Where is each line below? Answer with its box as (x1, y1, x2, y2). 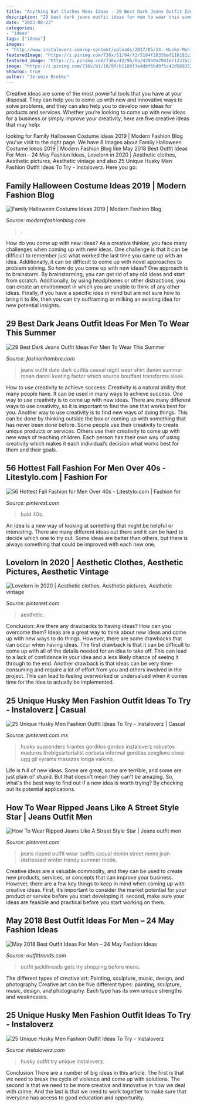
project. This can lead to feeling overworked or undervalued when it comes (6, 673, 188, 680)
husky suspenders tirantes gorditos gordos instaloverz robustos (20, 743, 175, 751)
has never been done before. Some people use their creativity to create (6, 421, 179, 428)
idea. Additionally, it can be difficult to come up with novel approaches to (6, 258, 182, 265)
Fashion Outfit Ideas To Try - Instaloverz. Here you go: (6, 164, 137, 171)
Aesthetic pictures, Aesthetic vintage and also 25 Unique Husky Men (6, 158, 172, 165)
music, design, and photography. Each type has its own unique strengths (6, 987, 182, 994)
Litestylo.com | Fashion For (6, 473, 108, 483)
